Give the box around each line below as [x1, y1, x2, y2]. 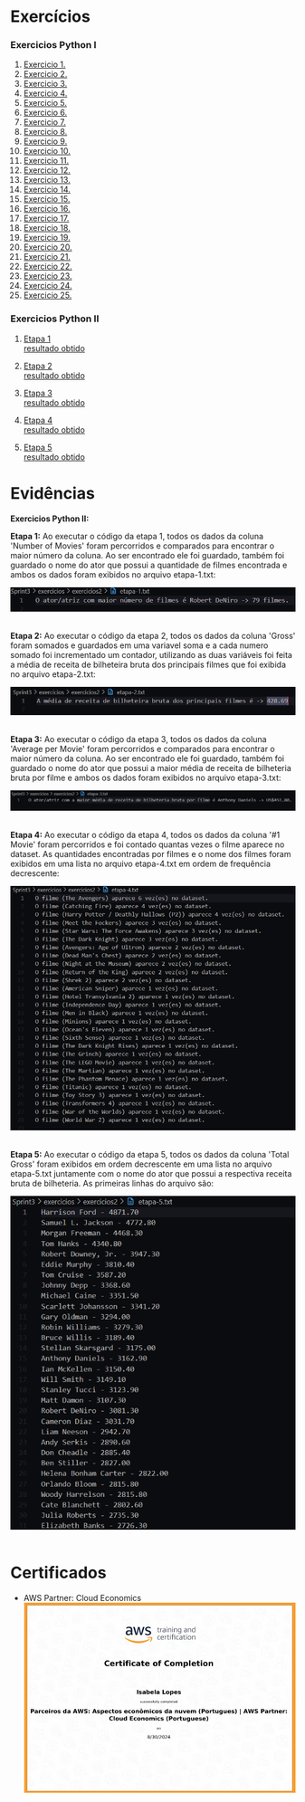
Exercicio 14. [23, 184, 71, 195]
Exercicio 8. [23, 127, 68, 138]
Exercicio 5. [23, 98, 67, 109]
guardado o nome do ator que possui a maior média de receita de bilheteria [10, 763, 292, 774]
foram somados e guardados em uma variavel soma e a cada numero [10, 640, 269, 651]
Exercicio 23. [23, 271, 72, 281]
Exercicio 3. [23, 79, 68, 90]
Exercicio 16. [23, 204, 71, 215]
